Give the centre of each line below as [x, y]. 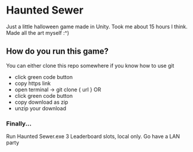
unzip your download [40, 108]
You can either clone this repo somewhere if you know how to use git [90, 65]
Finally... [19, 123]
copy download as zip [41, 102]
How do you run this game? [58, 52]
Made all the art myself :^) [38, 32]
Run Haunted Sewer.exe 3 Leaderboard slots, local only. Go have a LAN [93, 137]
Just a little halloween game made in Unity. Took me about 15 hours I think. [97, 27]
